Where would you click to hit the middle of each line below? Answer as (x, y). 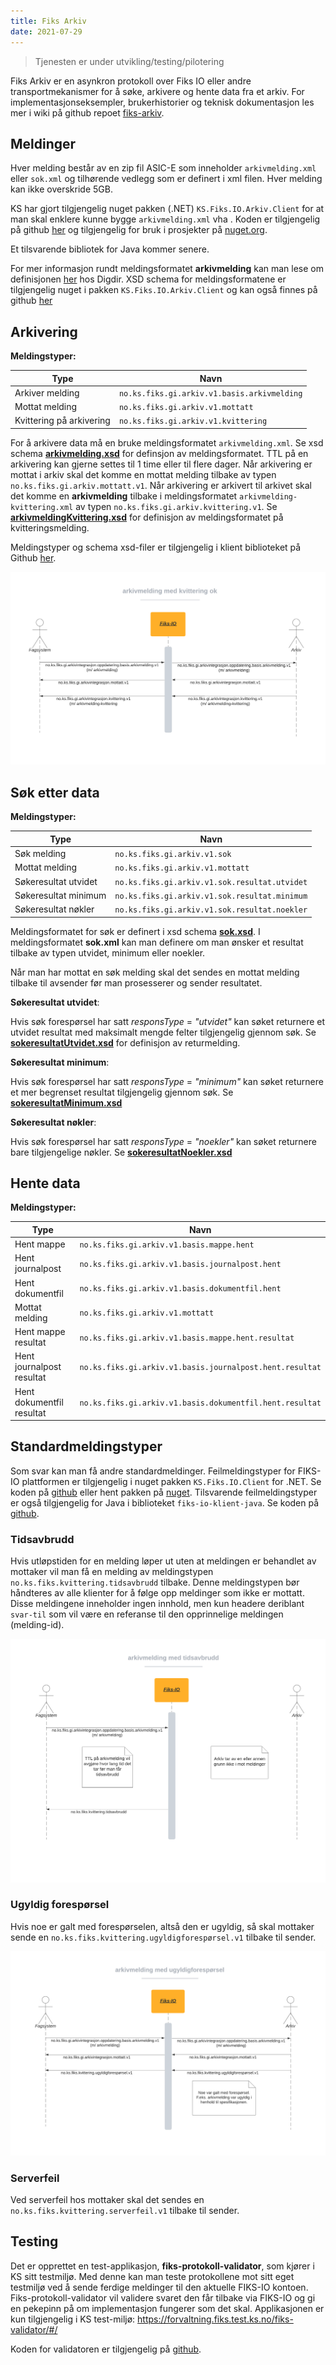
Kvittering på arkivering (62, 421)
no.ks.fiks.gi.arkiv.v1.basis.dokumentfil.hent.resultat (200, 1403)
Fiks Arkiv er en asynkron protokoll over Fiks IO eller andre (131, 81)
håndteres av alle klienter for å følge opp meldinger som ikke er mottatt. (157, 1593)
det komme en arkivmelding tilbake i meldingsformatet (124, 496)
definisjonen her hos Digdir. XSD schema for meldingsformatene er (148, 279)
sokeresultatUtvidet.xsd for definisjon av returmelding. (125, 1042)
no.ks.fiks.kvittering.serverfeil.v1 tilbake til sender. (125, 2210)
